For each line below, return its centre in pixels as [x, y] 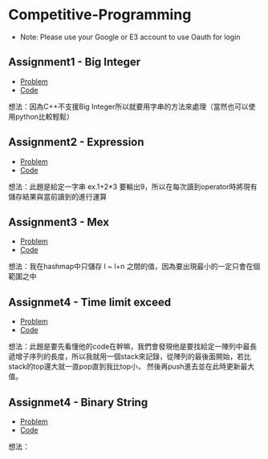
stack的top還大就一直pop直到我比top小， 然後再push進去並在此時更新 [124, 367]
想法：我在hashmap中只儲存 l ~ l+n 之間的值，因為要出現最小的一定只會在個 [134, 267]
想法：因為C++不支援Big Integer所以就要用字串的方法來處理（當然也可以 [128, 107]
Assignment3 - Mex [59, 222]
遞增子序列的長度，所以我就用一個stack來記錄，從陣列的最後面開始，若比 [130, 356]
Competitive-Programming [100, 15]
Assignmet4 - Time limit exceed [89, 302]
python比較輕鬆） [44, 116]
